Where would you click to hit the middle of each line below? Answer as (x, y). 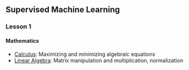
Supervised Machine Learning (63, 10)
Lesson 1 (18, 27)
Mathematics (22, 40)
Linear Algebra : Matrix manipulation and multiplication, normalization (99, 60)
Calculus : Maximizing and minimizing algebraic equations (85, 54)
